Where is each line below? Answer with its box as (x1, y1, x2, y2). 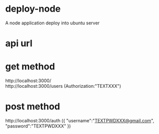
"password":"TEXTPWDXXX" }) (5, 123, 71, 129)
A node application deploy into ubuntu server (5, 20, 100, 26)
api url (5, 38, 33, 49)
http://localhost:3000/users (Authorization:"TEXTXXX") (5, 83, 121, 89)
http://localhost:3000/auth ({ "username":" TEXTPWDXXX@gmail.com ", (5, 118, 154, 123)
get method (5, 61, 55, 73)
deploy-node (5, 3, 61, 15)
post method (5, 101, 60, 112)
